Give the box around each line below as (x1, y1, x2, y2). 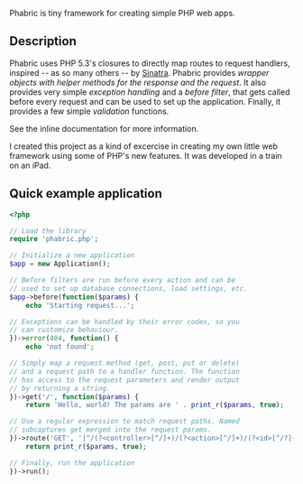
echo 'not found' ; (25, 342, 95, 351)
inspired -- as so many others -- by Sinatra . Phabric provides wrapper (9, 67, 270, 78)
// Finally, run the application (9, 458, 135, 468)
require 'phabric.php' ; (9, 235, 99, 244)
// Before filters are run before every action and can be (9, 275, 236, 284)
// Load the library (9, 226, 87, 236)
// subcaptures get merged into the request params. (9, 425, 212, 434)
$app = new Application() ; (9, 259, 111, 269)
